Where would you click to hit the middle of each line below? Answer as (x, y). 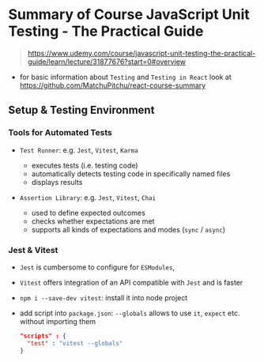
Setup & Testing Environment (81, 110)
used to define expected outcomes (89, 213)
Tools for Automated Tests (60, 133)
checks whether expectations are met (93, 221)
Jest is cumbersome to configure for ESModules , (97, 267)
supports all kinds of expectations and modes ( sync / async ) (128, 229)
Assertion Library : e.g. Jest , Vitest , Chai (88, 197)
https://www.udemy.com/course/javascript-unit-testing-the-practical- (141, 53)
